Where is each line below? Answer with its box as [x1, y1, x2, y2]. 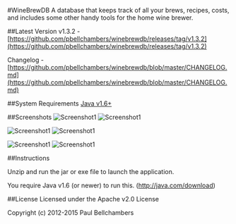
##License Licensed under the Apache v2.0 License [7, 195, 159, 203]
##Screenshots [7, 113, 52, 121]
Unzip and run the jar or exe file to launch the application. [7, 168, 175, 175]
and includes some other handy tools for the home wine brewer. [7, 13, 194, 22]
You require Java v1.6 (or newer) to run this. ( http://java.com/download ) [7, 181, 216, 189]
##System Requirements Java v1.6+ [7, 99, 112, 108]
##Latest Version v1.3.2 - [7, 27, 81, 35]
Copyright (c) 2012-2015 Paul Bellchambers [7, 209, 134, 217]
